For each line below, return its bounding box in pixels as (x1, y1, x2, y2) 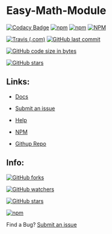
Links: (6, 77, 30, 87)
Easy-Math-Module (6, 4, 107, 18)
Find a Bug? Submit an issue (6, 221, 77, 228)
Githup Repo (15, 140, 47, 147)
